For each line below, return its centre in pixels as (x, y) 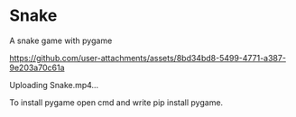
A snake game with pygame (61, 40)
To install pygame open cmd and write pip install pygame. (116, 102)
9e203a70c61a (37, 67)
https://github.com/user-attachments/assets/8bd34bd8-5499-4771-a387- (148, 58)
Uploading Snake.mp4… (54, 85)
